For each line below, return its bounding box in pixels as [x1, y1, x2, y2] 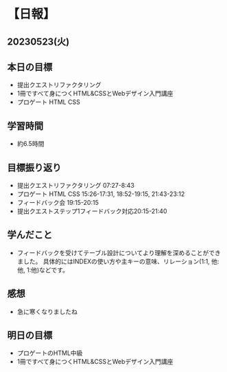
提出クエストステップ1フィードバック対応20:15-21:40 [16, 207, 167, 215]
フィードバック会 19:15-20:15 [16, 199, 99, 207]
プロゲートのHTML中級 [16, 349, 83, 358]
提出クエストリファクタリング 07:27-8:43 [16, 182, 135, 190]
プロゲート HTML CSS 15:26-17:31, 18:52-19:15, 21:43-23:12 [16, 190, 185, 198]
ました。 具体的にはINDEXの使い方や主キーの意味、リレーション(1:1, [16, 257, 211, 265]
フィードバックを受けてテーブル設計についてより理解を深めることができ [16, 248, 221, 256]
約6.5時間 [16, 140, 45, 148]
